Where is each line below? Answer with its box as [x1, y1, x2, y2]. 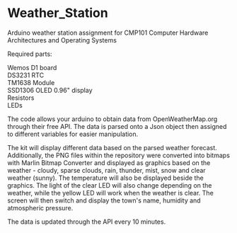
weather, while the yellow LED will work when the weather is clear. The [7, 188, 214, 197]
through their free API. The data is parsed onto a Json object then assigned [7, 122, 227, 130]
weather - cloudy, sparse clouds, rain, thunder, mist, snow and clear [7, 166, 207, 174]
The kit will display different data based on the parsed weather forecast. [7, 143, 217, 152]
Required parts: [7, 50, 52, 58]
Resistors [7, 93, 35, 102]
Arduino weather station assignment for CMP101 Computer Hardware [7, 28, 209, 37]
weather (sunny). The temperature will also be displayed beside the [7, 174, 204, 182]
